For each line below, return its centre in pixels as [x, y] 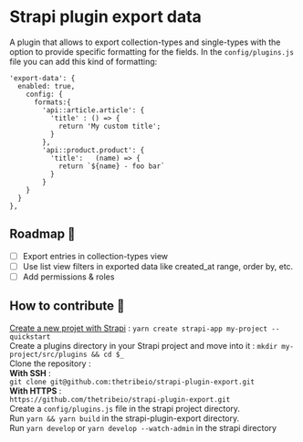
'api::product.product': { [94, 150]
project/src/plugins [49, 354]
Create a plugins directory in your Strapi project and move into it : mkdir [144, 345]
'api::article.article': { [94, 110]
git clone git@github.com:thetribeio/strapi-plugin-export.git [132, 382]
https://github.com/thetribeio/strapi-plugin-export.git [120, 399]
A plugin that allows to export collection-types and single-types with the [145, 42]
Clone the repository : [50, 363]
